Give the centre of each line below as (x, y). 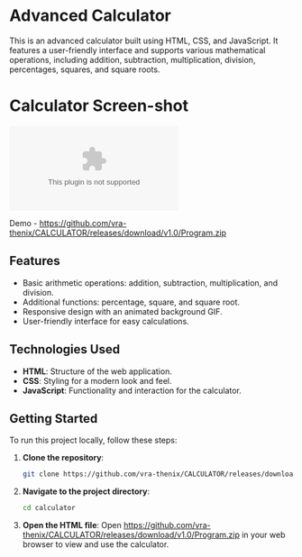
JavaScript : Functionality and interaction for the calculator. (132, 390)
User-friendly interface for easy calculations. (105, 321)
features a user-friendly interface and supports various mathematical (137, 50)
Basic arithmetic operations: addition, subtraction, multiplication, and (150, 283)
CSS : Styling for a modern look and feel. (97, 380)
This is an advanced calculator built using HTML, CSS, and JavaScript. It (144, 41)
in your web (264, 535)
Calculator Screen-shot (99, 106)
